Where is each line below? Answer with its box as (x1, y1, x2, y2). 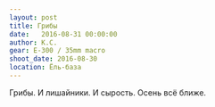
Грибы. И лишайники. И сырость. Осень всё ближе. (9, 86, 207, 98)
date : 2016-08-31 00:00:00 (9, 29, 118, 38)
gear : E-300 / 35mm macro (9, 46, 105, 55)
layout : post (9, 12, 58, 22)
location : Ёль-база (9, 63, 82, 72)
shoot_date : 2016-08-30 (9, 54, 98, 63)
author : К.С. (9, 37, 58, 47)
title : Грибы (9, 21, 58, 30)
